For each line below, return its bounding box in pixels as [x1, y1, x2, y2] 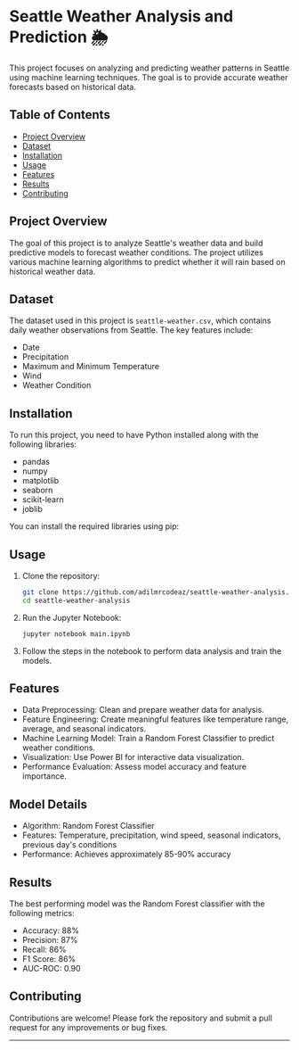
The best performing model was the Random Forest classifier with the [9, 898, 265, 909]
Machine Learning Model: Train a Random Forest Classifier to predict [21, 733, 275, 744]
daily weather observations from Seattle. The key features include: [9, 325, 254, 335]
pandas [21, 457, 51, 467]
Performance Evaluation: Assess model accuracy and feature [21, 761, 247, 773]
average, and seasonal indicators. [21, 723, 147, 734]
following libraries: [9, 439, 77, 450]
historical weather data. [9, 266, 96, 277]
